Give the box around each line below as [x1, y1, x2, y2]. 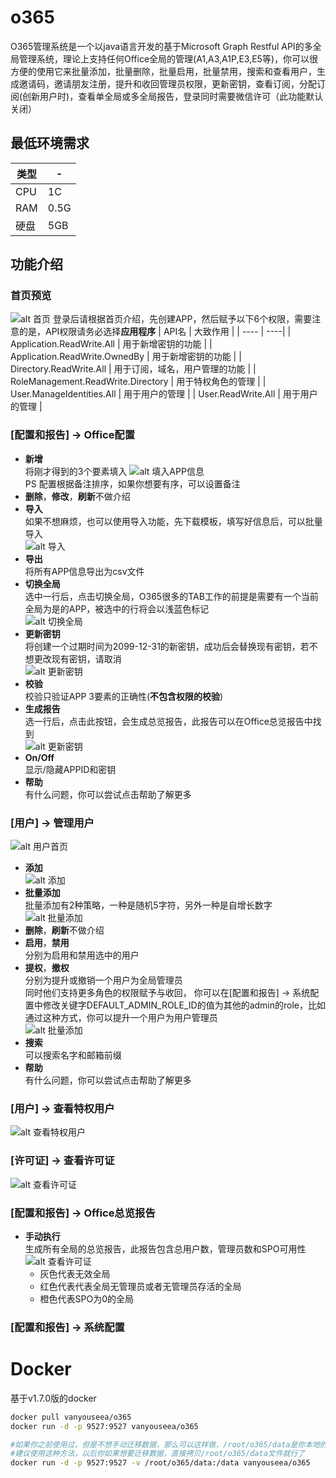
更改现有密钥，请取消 [33, 652, 122, 665]
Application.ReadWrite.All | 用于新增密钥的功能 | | [10, 338, 213, 350]
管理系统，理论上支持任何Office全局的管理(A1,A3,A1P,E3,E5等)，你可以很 [18, 52, 319, 65]
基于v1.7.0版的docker [10, 1392, 97, 1404]
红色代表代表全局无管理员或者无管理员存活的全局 [39, 1280, 242, 1292]
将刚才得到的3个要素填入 [24, 465, 128, 477]
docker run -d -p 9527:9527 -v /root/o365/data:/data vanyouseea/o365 [10, 1458, 311, 1468]
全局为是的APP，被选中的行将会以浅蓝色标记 [24, 602, 210, 615]
